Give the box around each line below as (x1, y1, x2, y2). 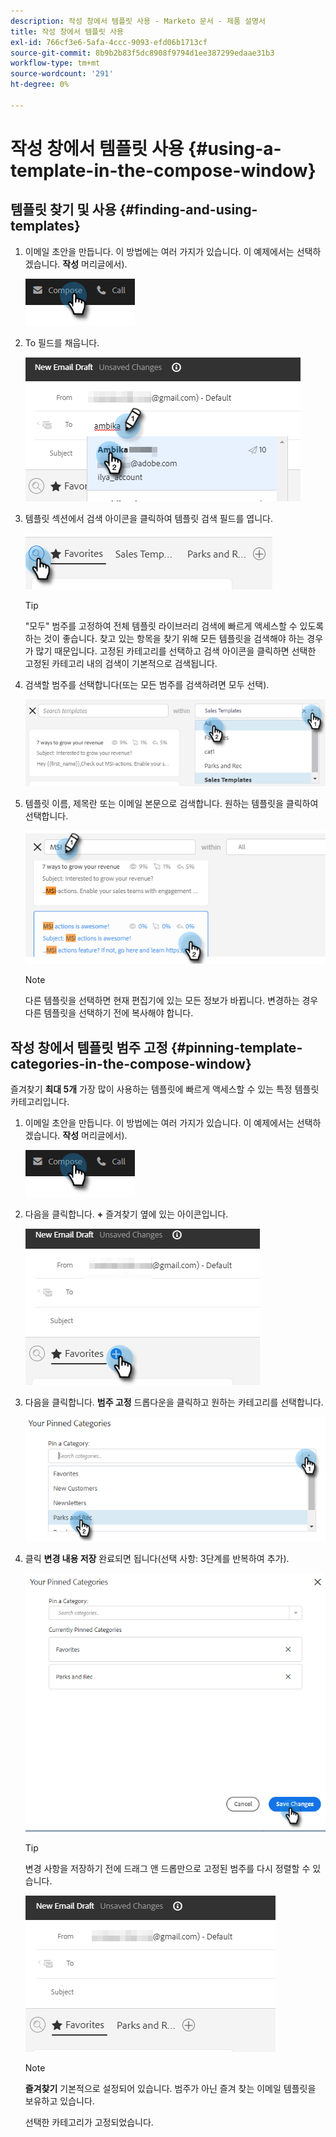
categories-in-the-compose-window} (10, 1055, 252, 1072)
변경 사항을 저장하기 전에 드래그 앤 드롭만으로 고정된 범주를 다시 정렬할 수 (24, 1863, 311, 1875)
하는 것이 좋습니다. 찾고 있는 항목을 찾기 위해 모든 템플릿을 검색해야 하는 (24, 632, 305, 644)
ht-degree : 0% (10, 80, 70, 90)
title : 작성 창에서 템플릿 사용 (10, 26, 124, 37)
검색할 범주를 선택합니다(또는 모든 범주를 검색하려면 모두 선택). (24, 678, 270, 690)
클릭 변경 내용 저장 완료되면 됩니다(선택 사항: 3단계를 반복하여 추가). (24, 1553, 290, 1565)
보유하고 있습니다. (24, 2095, 95, 2107)
